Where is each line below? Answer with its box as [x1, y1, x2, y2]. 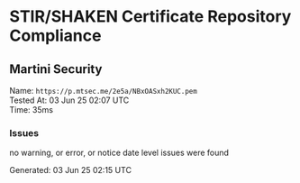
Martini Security [9, 61, 103, 77]
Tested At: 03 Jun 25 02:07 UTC [9, 95, 130, 105]
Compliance [9, 25, 102, 46]
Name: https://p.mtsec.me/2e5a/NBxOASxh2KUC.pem [9, 86, 198, 96]
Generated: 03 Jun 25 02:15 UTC [9, 165, 132, 176]
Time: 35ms [9, 105, 54, 114]
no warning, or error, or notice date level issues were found [9, 147, 230, 159]
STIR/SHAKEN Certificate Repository [9, 6, 292, 27]
